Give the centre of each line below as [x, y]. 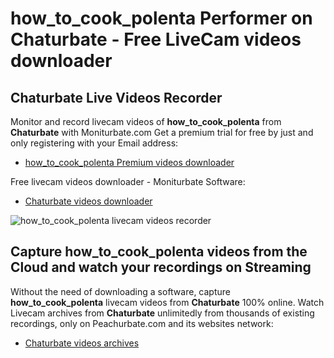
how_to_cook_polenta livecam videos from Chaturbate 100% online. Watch [167, 302]
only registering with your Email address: [94, 143]
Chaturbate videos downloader [88, 201]
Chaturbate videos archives [82, 343]
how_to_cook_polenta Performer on [161, 18]
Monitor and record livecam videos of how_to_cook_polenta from [146, 121]
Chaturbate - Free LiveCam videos [156, 39]
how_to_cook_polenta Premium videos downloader [129, 162]
